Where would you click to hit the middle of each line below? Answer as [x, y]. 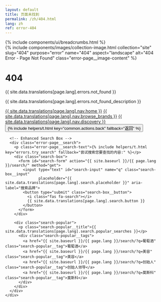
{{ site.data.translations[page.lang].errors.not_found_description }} [73, 102]
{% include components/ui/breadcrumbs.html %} [55, 42]
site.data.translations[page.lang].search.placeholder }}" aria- [74, 183]
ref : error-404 [21, 28]
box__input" [17, 174]
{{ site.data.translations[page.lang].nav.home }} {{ [56, 111]
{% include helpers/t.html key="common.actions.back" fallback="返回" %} [74, 129]
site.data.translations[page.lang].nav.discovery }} [55, 121]
